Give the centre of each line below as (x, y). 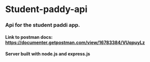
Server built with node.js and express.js (48, 54)
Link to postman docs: (29, 37)
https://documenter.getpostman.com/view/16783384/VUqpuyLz (75, 42)
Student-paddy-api (46, 9)
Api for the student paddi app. (43, 25)
